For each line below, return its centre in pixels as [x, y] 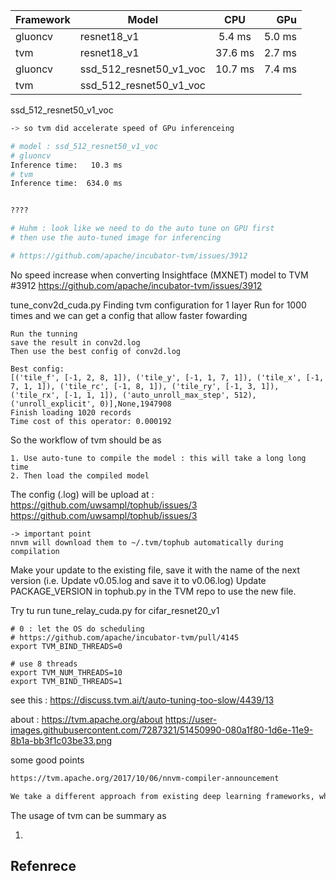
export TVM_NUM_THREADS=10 [66, 672]
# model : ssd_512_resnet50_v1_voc [84, 146]
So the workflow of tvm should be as [86, 440]
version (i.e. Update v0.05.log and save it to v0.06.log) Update [138, 580]
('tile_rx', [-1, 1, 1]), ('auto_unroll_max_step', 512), [133, 395]
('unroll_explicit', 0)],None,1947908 [91, 404]
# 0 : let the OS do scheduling [77, 629]
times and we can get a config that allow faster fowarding [129, 315]
